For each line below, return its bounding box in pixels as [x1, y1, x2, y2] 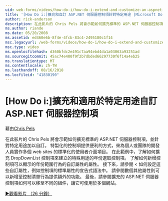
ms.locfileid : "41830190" [5, 72, 59, 77]
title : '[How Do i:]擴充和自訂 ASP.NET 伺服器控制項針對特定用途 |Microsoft [5, 12, 156, 17]
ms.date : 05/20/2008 [5, 30, 48, 35]
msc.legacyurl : [5, 40, 37, 45]
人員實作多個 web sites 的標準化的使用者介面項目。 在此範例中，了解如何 [5, 148, 156, 154]
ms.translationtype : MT [5, 58, 55, 63]
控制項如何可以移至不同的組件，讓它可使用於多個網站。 [5, 179, 119, 185]
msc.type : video [5, 44, 39, 49]
